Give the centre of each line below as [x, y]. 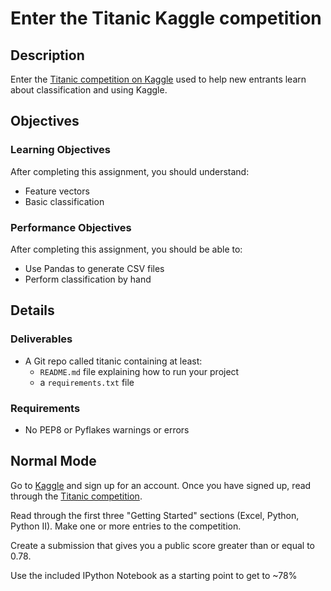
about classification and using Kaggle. [89, 90]
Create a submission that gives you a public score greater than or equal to [162, 545]
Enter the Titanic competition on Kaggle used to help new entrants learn [158, 79]
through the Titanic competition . [76, 496]
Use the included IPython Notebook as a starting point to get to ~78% [154, 575]
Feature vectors [57, 191]
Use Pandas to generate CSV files [94, 268]
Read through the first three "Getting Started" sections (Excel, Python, [155, 515]
